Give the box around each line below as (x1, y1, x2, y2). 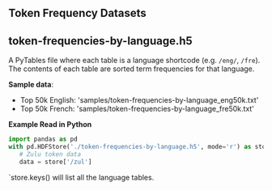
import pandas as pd (8, 135, 79, 144)
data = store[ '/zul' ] (19, 158, 92, 166)
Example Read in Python (8, 120, 92, 129)
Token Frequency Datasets (8, 6, 147, 20)
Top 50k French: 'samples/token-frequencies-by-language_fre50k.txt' (19, 104, 255, 114)
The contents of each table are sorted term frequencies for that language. (8, 64, 255, 74)
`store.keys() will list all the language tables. (8, 172, 155, 182)
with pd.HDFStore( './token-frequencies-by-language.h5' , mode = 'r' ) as (8, 143, 252, 151)
